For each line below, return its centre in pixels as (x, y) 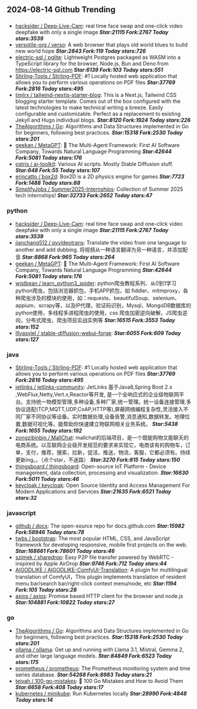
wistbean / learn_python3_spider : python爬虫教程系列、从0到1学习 (96, 283)
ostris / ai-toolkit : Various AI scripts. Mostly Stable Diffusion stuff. (94, 164)
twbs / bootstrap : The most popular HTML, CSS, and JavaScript (92, 539)
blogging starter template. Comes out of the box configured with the (98, 101)
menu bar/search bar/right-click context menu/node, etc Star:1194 (96, 584)
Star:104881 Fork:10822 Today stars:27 (65, 603)
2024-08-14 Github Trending (61, 10)
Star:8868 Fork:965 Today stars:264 (69, 257)
